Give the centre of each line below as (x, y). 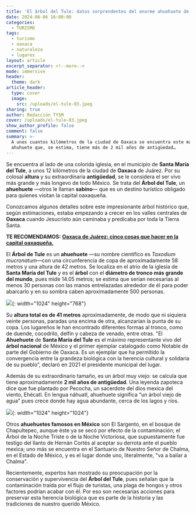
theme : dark (26, 82)
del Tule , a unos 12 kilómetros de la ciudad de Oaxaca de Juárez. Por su (93, 170)
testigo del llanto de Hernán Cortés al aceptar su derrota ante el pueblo (92, 443)
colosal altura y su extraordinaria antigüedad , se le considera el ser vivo (93, 177)
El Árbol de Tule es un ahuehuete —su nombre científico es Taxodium (91, 254)
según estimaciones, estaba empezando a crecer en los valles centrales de (97, 213)
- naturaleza (27, 50)
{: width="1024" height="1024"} (50, 412)
